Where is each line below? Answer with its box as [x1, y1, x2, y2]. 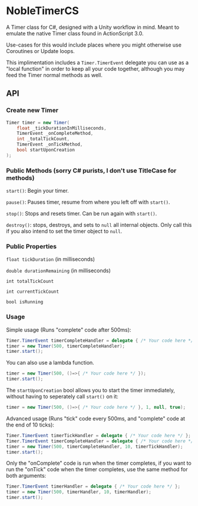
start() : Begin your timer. [6, 187, 69, 194]
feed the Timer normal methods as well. [6, 71, 103, 78]
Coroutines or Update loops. [6, 47, 75, 54]
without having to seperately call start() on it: [6, 393, 119, 400]
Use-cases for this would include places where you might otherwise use [6, 41, 181, 48]
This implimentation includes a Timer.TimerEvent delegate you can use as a [6, 59, 189, 66]
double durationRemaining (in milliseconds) [6, 267, 111, 275]
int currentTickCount [6, 289, 60, 295]
